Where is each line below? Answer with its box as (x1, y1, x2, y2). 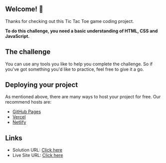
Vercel (12, 114, 26, 120)
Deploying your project (5, 81, 78, 89)
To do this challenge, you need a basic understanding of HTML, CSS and (5, 28, 158, 34)
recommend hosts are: (5, 99, 51, 105)
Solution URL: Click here (12, 147, 63, 153)
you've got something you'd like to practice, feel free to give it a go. (5, 66, 144, 72)
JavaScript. (5, 33, 30, 39)
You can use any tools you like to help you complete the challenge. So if (5, 61, 153, 67)
